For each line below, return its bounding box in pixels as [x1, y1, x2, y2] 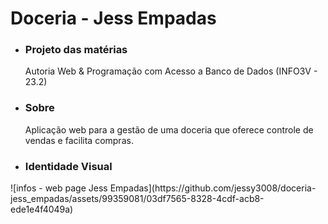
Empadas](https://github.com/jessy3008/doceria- [109, 182, 317, 194]
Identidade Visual [24, 159, 113, 173]
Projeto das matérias [24, 43, 128, 57]
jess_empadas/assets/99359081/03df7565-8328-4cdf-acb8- [10, 193, 265, 205]
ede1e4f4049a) [10, 203, 74, 216]
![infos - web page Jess [10, 182, 108, 194]
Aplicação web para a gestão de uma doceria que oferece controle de [24, 123, 314, 136]
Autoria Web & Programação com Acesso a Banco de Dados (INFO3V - [24, 65, 318, 77]
